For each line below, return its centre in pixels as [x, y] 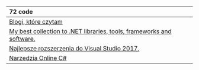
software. [22, 39]
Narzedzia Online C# [38, 58]
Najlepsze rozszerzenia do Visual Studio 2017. [74, 48]
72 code [21, 12]
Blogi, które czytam [36, 22]
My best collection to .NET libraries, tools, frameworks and [90, 31]
